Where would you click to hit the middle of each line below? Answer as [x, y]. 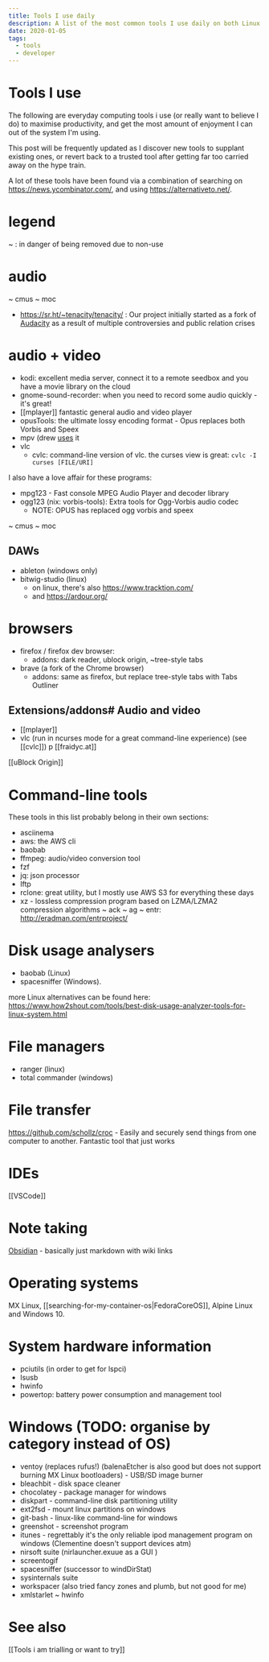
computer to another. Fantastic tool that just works [92, 1141]
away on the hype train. [47, 165]
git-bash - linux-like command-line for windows [99, 1517]
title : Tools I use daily [51, 16]
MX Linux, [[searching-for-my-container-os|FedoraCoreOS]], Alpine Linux [130, 1305]
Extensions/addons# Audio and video [104, 710]
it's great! [36, 403]
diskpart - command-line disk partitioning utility [99, 1500]
